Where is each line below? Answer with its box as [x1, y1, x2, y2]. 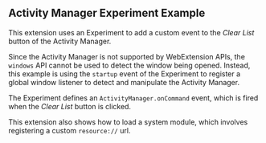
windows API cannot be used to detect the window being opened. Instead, [8, 60, 251, 70]
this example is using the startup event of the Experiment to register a [8, 68, 241, 79]
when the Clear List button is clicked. [8, 101, 131, 111]
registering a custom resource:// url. [8, 125, 131, 135]
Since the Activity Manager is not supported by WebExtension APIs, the [8, 51, 245, 61]
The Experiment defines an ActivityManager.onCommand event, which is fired [8, 92, 259, 103]
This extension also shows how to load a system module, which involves [8, 116, 248, 127]
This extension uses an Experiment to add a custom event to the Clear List [8, 27, 255, 37]
